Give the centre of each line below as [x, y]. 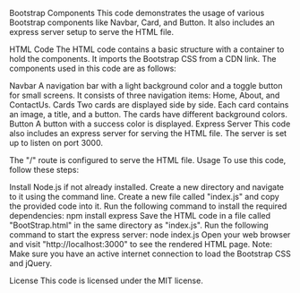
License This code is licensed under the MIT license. [106, 280]
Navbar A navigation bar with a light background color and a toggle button [146, 86]
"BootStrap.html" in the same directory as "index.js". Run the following [139, 225]
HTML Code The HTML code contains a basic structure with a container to [147, 49]
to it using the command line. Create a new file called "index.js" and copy [144, 197]
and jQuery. [30, 263]
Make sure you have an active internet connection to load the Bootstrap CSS [150, 254]
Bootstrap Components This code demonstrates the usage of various [137, 13]
